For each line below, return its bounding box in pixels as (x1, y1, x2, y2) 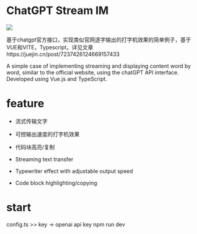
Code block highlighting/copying (15, 179, 98, 186)
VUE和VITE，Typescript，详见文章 (6, 43, 93, 51)
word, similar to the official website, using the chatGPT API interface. (6, 68, 179, 76)
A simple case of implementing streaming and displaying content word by (6, 62, 191, 69)
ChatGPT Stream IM (6, 4, 109, 18)
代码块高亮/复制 (15, 143, 55, 151)
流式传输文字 (15, 117, 48, 125)
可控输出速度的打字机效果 (15, 130, 80, 138)
